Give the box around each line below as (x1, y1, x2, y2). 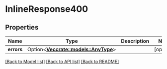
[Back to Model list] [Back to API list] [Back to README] (5, 59, 119, 65)
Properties (5, 23, 39, 32)
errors (7, 46, 23, 53)
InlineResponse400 (5, 3, 88, 15)
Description (121, 38, 150, 44)
